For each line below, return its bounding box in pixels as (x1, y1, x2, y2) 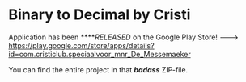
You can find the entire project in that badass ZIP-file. (8, 64, 189, 74)
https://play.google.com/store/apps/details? (8, 40, 155, 50)
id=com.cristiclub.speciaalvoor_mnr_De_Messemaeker (8, 49, 192, 59)
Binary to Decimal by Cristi (8, 6, 191, 24)
